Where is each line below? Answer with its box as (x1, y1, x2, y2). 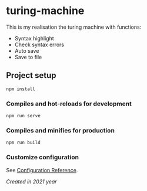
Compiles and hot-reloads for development (6, 100, 132, 108)
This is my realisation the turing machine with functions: (6, 23, 142, 30)
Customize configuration (6, 154, 79, 162)
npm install (6, 86, 35, 92)
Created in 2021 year (6, 178, 57, 185)
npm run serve (6, 113, 41, 119)
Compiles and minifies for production (6, 126, 115, 134)
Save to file (14, 53, 42, 60)
